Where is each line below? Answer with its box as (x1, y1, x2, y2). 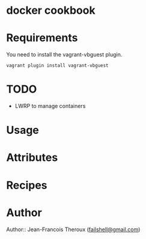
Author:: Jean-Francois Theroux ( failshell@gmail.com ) (6, 226, 141, 233)
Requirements (6, 31, 78, 45)
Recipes (6, 178, 47, 192)
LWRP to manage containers (14, 103, 86, 110)
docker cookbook (6, 4, 96, 17)
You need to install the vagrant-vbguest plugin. (6, 51, 123, 58)
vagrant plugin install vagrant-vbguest (6, 62, 109, 69)
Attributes (6, 151, 58, 165)
